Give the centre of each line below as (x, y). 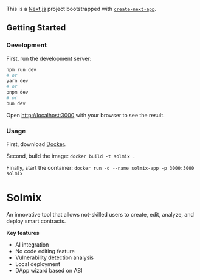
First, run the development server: (49, 58)
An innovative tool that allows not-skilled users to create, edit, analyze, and (100, 215)
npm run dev (21, 69)
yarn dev (17, 81)
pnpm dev (17, 93)
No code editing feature (45, 251)
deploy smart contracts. (36, 221)
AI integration (32, 245)
